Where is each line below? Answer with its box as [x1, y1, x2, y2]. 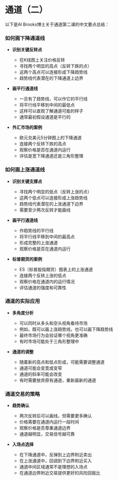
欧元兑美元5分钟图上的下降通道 [19, 135, 82, 141]
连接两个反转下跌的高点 [19, 141, 67, 147]
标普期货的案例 [12, 256, 42, 262]
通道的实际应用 [5, 298, 40, 305]
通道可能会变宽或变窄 [19, 365, 62, 371]
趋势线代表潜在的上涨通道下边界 [19, 201, 84, 206]
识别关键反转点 [12, 47, 42, 52]
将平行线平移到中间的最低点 [19, 102, 75, 108]
